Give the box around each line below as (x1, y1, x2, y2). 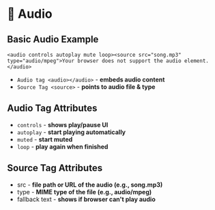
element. (184, 57, 210, 64)
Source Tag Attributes (7, 162, 103, 174)
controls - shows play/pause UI (16, 120, 109, 129)
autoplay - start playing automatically (16, 128, 126, 136)
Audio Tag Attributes (7, 103, 98, 114)
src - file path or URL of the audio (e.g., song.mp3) (16, 181, 163, 189)
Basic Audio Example (7, 34, 99, 45)
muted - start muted (16, 135, 73, 143)
